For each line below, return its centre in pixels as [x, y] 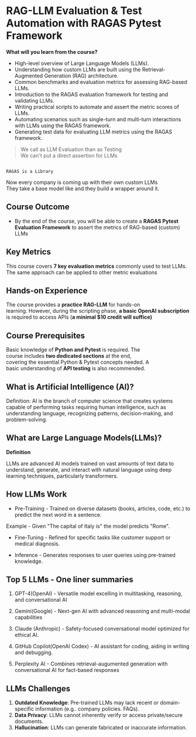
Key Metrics [29, 252]
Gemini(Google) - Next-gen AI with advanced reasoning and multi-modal [102, 611]
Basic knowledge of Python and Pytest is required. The [73, 350]
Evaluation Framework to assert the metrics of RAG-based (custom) [97, 227]
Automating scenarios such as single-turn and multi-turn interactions [98, 119]
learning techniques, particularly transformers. [62, 476]
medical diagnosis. [37, 544]
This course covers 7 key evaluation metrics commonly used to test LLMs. [97, 266]
